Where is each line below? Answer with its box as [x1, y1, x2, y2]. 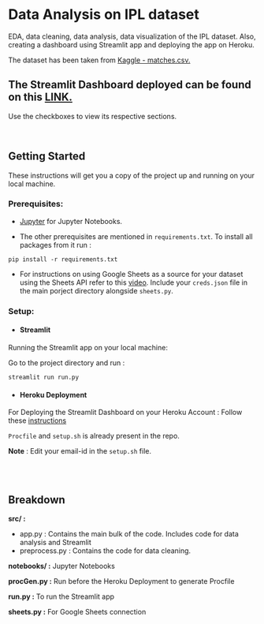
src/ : [8, 514, 26, 523]
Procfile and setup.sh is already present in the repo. [8, 432, 180, 441]
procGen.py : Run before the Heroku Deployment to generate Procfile [8, 577, 235, 585]
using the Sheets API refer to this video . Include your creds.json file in [19, 278, 248, 287]
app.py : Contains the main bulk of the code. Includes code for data [19, 529, 239, 538]
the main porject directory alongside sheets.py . [19, 286, 173, 295]
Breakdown [8, 493, 65, 506]
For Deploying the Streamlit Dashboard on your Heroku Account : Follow [8, 408, 243, 417]
